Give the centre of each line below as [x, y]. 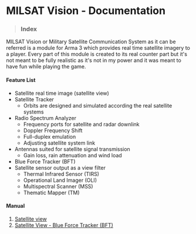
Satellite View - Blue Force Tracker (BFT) [64, 225]
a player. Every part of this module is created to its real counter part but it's [97, 54]
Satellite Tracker [34, 99]
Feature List [21, 80]
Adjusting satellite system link [59, 143]
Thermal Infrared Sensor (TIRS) [61, 174]
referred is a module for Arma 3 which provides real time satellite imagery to [98, 48]
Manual [16, 206]
